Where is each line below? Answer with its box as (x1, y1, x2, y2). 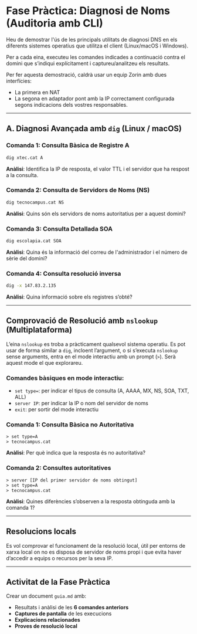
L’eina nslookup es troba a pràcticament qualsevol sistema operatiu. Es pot (6, 340, 186, 347)
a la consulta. (6, 171, 39, 178)
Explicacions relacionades (14, 616, 80, 623)
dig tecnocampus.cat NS (6, 199, 64, 205)
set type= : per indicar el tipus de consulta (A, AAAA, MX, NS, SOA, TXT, (14, 387, 189, 394)
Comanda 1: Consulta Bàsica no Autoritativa (6, 421, 134, 429)
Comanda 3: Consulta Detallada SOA (6, 225, 113, 233)
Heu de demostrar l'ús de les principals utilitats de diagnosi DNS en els (6, 36, 178, 43)
